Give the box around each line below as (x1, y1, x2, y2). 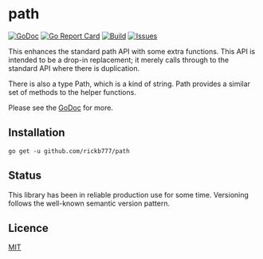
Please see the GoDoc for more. (8, 103, 114, 112)
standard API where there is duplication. (8, 63, 140, 73)
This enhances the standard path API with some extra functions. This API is (8, 46, 256, 56)
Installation (8, 126, 65, 139)
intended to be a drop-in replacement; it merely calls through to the (8, 55, 230, 65)
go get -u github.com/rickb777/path (8, 147, 130, 155)
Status (8, 169, 42, 182)
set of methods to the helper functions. (8, 87, 137, 96)
